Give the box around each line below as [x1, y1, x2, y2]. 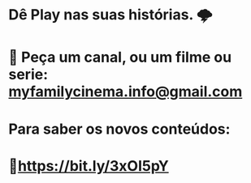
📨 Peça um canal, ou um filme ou [8, 49, 232, 66]
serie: [8, 66, 49, 84]
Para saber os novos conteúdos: [8, 120, 231, 138]
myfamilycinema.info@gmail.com [8, 83, 243, 101]
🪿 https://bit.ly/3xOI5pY [8, 156, 169, 175]
